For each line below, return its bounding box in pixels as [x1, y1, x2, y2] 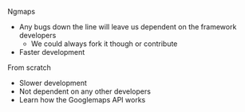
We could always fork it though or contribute [30, 39, 178, 48]
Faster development [18, 48, 85, 56]
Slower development [18, 79, 87, 87]
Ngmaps [7, 7, 36, 16]
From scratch [7, 63, 51, 72]
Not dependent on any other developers [18, 87, 151, 96]
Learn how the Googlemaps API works [18, 95, 146, 104]
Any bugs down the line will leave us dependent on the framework [18, 22, 237, 31]
